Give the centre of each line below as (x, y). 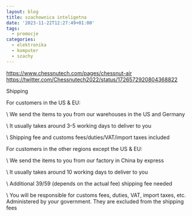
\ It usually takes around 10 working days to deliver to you (77, 172)
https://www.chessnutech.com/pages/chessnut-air (69, 73)
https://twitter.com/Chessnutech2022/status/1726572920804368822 (92, 79)
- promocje (25, 34)
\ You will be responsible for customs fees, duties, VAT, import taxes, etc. (96, 195)
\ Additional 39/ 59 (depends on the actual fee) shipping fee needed (89, 183)
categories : (21, 39)
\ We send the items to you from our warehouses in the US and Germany (96, 114)
